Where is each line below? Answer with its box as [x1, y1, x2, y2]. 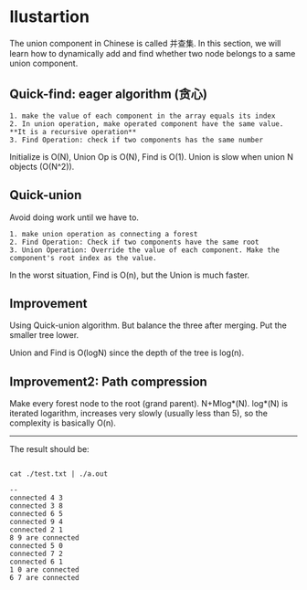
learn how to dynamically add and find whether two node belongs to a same [9, 47, 296, 58]
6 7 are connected [9, 574, 79, 583]
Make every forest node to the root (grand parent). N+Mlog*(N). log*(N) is [9, 398, 289, 409]
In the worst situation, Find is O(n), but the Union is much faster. [9, 269, 249, 280]
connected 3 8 [9, 501, 64, 511]
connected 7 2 [9, 550, 64, 559]
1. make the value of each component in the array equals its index [9, 111, 276, 121]
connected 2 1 [9, 525, 64, 535]
